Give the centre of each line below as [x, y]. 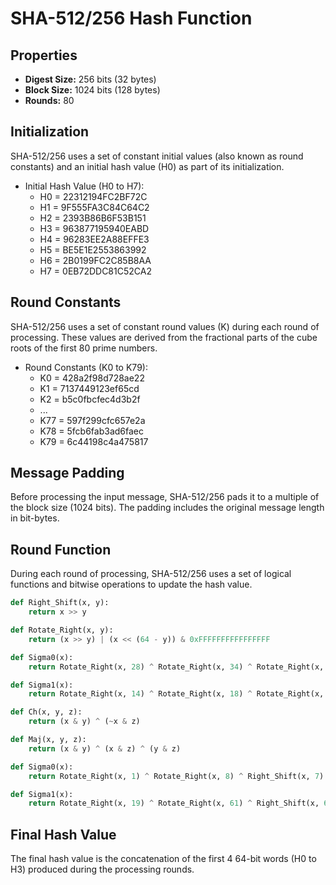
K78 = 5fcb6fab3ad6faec [91, 431]
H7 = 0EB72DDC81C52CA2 [95, 271]
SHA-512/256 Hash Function [131, 18]
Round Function [61, 549]
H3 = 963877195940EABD [94, 228]
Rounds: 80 [49, 100]
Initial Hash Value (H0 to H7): [84, 186]
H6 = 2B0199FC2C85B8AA [95, 260]
